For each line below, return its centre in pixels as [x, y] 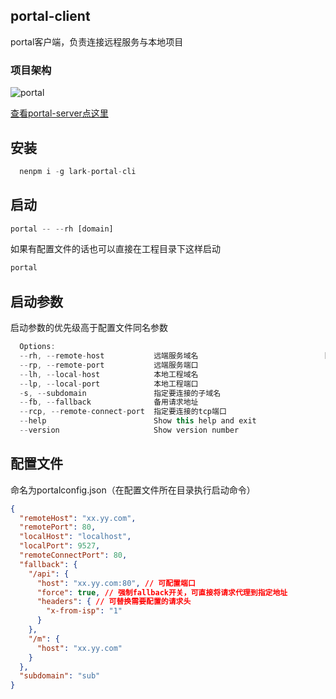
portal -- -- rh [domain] [62, 229]
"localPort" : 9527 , [60, 546]
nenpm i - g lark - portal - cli [78, 171]
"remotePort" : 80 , [58, 527]
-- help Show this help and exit [138, 421]
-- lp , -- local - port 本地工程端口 [109, 384]
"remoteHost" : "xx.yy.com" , [78, 518]
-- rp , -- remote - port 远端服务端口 [109, 365]
